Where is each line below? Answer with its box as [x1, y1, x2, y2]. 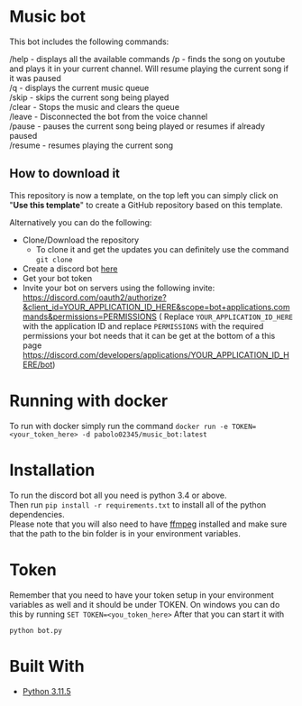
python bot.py [9, 626, 63, 635]
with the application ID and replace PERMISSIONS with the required [22, 320, 264, 331]
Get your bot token [22, 272, 93, 283]
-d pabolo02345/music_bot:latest [81, 430, 207, 439]
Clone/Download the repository [22, 234, 140, 245]
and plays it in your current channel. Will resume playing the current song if [9, 63, 289, 74]
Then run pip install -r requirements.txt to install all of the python [9, 499, 267, 510]
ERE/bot [22, 359, 53, 370]
